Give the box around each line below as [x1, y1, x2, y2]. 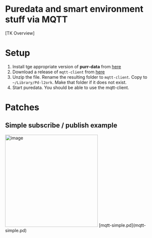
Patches [5, 102, 39, 113]
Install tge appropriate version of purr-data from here [12, 63, 121, 69]
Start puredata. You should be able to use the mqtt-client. [12, 85, 129, 90]
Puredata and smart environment [5, 3, 144, 15]
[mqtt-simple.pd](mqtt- [98, 222, 146, 228]
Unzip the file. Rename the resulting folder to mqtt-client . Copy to [12, 74, 148, 80]
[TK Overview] [5, 30, 35, 36]
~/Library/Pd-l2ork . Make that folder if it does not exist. [12, 79, 127, 85]
